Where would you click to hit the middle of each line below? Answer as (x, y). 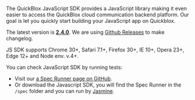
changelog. (20, 38)
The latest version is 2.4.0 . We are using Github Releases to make (85, 32)
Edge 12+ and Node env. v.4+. (42, 56)
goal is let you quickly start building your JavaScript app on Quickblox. (91, 21)
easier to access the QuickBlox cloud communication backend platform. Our (98, 15)
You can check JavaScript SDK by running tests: (64, 67)
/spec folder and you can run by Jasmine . (65, 91)
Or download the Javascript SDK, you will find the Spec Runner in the (98, 85)
